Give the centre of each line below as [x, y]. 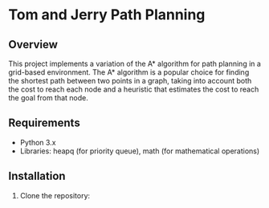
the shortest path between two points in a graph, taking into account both [130, 81]
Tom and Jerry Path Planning [107, 15]
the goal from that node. [48, 98]
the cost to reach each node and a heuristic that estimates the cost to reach [134, 89]
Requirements [44, 123]
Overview [33, 45]
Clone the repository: [55, 195]
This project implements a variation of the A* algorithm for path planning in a [134, 63]
